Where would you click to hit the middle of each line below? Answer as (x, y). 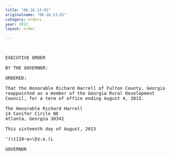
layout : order (20, 29)
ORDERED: (16, 78)
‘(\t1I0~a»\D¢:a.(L (29, 139)
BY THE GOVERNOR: (27, 68)
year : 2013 (17, 24)
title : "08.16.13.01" (28, 10)
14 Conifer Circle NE (32, 114)
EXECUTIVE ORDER (25, 58)
